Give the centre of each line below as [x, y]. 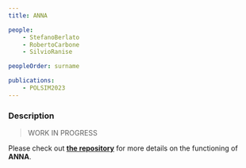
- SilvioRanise [48, 52]
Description [31, 116]
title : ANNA [28, 15]
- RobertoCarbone [51, 44]
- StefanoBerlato [51, 37]
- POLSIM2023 [44, 88]
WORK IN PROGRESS [62, 133]
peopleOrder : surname [44, 67]
